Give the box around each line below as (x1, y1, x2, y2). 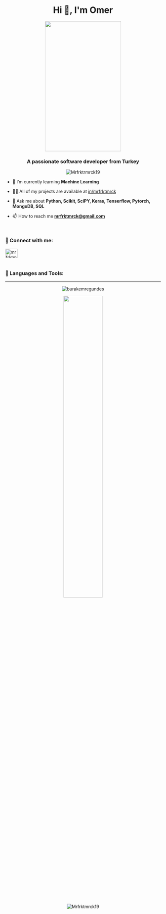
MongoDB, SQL (12, 203, 44, 210)
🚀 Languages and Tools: (5, 270, 64, 277)
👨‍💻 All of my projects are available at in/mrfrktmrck (12, 188, 116, 195)
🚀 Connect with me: (5, 237, 53, 244)
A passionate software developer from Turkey (27, 158, 139, 165)
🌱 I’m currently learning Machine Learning (12, 179, 99, 185)
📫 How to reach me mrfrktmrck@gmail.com (12, 213, 105, 219)
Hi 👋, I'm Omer (53, 4, 113, 16)
